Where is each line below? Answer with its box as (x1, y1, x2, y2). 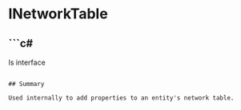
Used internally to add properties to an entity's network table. (8, 94, 235, 102)
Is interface (8, 57, 46, 67)
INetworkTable (8, 5, 108, 23)
